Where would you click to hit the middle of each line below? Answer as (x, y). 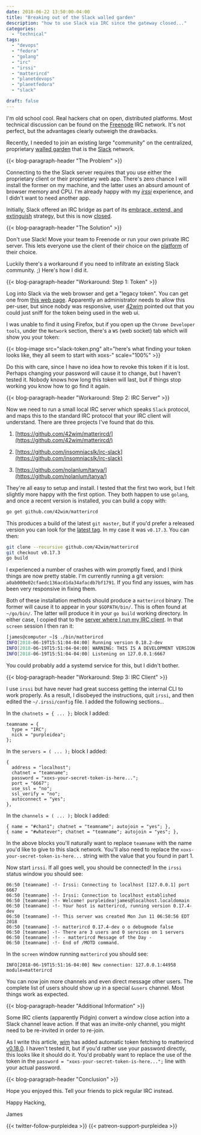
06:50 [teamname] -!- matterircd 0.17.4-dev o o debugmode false (90, 927)
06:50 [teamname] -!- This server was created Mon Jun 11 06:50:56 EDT (98, 916)
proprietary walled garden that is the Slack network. (71, 149)
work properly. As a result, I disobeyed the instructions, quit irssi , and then (100, 695)
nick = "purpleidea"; (39, 735)
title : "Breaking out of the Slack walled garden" (71, 17)
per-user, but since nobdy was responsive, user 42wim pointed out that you (100, 306)
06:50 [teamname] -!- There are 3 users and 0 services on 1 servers (95, 932)
